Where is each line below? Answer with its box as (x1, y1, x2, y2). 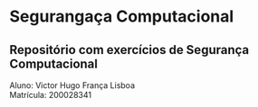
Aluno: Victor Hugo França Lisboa (9, 80, 136, 91)
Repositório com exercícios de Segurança (9, 42, 250, 58)
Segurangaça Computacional (9, 6, 234, 27)
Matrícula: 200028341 (9, 90, 92, 100)
